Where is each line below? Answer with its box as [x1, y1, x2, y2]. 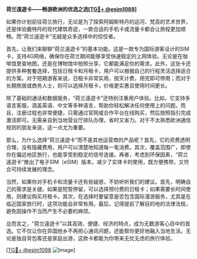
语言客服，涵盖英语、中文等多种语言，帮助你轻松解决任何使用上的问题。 [6, 102, 181, 109]
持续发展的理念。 [16, 166, 57, 173]
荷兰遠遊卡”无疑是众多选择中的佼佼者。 [23, 33, 119, 40]
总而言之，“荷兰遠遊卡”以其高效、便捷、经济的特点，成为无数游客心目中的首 [6, 220, 191, 227]
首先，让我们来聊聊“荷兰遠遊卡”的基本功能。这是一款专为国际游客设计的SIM [6, 45, 189, 52]
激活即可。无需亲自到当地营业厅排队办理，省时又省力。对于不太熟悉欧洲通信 [6, 117, 191, 123]
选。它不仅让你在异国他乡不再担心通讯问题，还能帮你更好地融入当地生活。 [6, 227, 186, 234]
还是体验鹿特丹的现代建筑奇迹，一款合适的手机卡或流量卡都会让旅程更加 [6, 26, 181, 32]
